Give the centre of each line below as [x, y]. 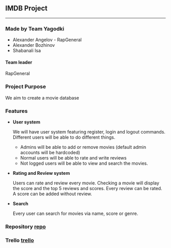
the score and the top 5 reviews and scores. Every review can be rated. [87, 188]
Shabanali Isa [27, 51]
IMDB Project [26, 8]
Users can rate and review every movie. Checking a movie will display [86, 183]
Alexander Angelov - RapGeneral [47, 40]
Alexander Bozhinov [34, 45]
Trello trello [20, 240]
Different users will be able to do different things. [64, 137]
